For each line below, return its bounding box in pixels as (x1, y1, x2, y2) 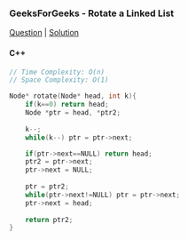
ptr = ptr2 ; (25, 182, 69, 191)
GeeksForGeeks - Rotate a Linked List (9, 7, 175, 20)
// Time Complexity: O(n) (9, 68, 105, 76)
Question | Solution (9, 28, 80, 38)
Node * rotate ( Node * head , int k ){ (9, 92, 137, 100)
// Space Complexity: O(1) (9, 76, 109, 84)
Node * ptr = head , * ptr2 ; (25, 108, 121, 117)
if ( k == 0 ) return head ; (25, 100, 109, 109)
